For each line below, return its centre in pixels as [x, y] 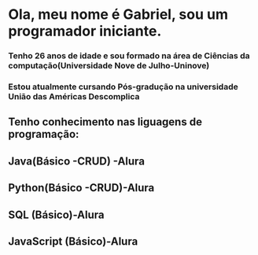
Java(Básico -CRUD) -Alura [77, 161]
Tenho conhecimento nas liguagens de [105, 122]
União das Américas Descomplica [74, 97]
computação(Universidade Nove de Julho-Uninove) [109, 66]
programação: [44, 134]
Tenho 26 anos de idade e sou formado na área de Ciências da [129, 56]
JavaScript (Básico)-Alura [73, 241]
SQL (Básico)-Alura [56, 214]
